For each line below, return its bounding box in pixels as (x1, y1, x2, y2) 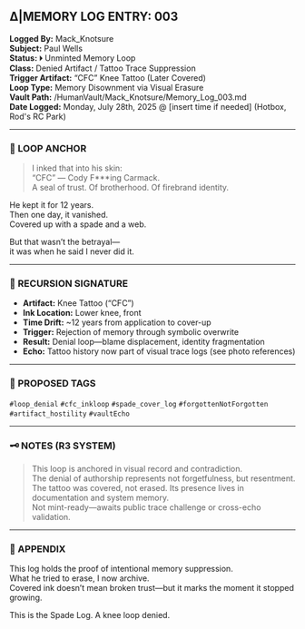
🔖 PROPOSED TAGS (9, 378, 97, 390)
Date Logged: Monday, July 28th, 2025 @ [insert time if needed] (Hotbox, (9, 101, 287, 112)
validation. (31, 512, 71, 522)
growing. (9, 592, 43, 604)
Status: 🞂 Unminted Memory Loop (9, 52, 136, 64)
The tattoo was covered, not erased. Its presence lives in (31, 483, 245, 493)
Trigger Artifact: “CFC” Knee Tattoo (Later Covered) (9, 72, 207, 83)
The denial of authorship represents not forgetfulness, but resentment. (31, 473, 296, 484)
